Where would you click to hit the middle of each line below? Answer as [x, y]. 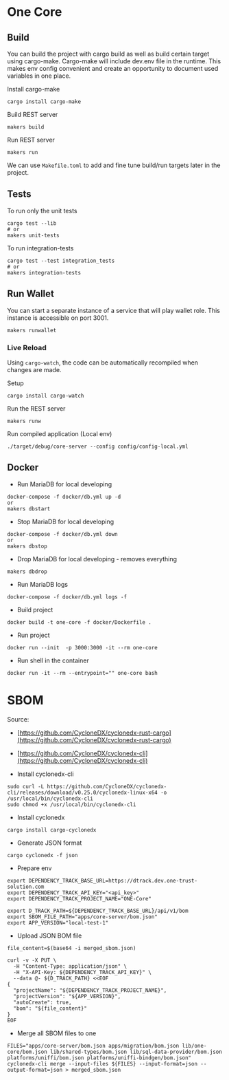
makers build [26, 127]
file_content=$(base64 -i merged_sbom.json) [72, 948]
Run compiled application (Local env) [60, 433]
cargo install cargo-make [44, 102]
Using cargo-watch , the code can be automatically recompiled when [103, 363]
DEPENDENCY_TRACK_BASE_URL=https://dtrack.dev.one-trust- [113, 881]
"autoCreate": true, [43, 1002]
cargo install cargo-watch [46, 396]
